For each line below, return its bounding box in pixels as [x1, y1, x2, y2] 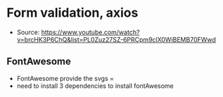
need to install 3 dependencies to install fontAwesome [16, 82, 174, 90]
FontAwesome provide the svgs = [16, 74, 114, 82]
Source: [16, 28, 40, 36]
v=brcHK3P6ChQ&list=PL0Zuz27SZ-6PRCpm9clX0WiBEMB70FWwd [16, 35, 216, 43]
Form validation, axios [6, 5, 139, 21]
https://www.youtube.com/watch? [41, 28, 140, 36]
